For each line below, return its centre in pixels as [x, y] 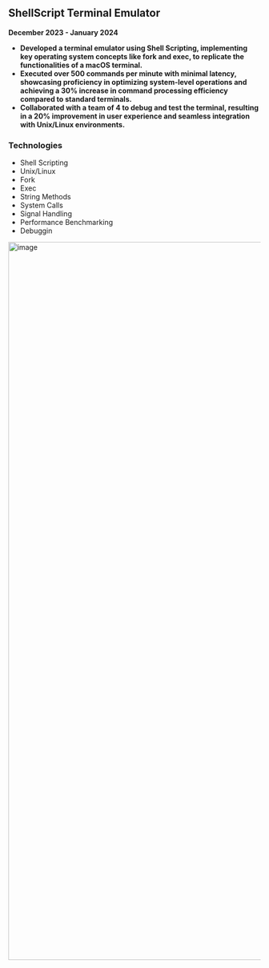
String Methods [45, 197]
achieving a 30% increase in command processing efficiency [124, 90]
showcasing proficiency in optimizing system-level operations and [133, 82]
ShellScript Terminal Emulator [84, 13]
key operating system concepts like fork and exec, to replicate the [132, 56]
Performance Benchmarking [66, 223]
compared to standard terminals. [76, 98]
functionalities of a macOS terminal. [81, 65]
